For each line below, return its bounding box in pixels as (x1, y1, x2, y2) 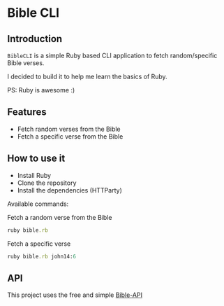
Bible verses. (7, 59, 45, 67)
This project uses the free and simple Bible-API (7, 291, 143, 299)
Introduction (7, 33, 63, 45)
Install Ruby (17, 171, 51, 179)
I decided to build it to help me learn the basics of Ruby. (7, 72, 167, 81)
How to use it (7, 153, 66, 165)
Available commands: (7, 200, 69, 208)
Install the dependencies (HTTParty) (17, 186, 122, 194)
